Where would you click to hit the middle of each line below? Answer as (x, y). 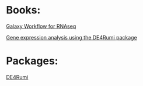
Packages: (32, 61)
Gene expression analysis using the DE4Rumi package (71, 37)
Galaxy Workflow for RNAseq (41, 26)
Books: (23, 10)
